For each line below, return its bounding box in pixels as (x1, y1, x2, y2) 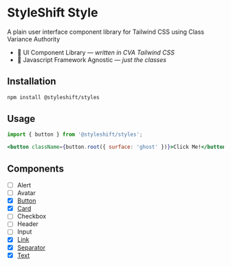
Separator (16, 243, 46, 252)
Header (16, 220, 39, 228)
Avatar (16, 189, 36, 197)
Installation (7, 76, 56, 88)
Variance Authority (7, 34, 60, 43)
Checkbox (16, 212, 47, 221)
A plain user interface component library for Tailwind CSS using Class (7, 28, 205, 36)
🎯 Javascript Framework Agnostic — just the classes (16, 55, 167, 63)
